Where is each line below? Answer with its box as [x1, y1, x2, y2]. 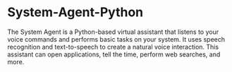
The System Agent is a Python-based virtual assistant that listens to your [7, 28, 219, 36]
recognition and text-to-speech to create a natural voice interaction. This [7, 42, 219, 51]
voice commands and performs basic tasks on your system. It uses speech [7, 35, 226, 43]
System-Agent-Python [7, 4, 144, 20]
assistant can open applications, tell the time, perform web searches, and [7, 50, 221, 59]
